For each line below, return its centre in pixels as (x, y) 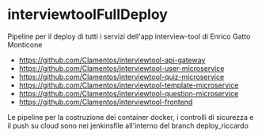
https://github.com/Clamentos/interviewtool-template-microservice (129, 85)
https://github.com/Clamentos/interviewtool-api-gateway (112, 60)
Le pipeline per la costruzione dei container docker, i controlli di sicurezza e (131, 117)
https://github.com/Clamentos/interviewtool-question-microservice (129, 93)
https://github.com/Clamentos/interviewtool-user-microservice (122, 68)
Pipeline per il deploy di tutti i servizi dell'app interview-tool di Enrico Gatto (129, 36)
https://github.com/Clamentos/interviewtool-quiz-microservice (122, 76)
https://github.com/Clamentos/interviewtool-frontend (106, 102)
